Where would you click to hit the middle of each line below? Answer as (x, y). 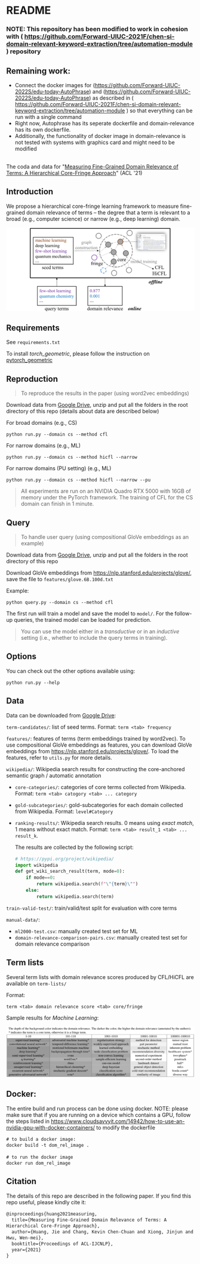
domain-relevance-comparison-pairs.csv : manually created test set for (101, 937)
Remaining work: (38, 71)
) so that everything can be (159, 111)
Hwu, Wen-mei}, (25, 1238)
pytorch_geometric (29, 360)
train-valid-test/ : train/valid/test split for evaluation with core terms (92, 908)
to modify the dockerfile (126, 1127)
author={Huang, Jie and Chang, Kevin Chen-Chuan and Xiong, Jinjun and (103, 1232)
